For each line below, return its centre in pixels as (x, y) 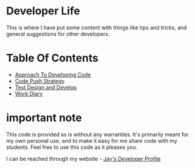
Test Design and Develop (46, 87)
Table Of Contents (52, 58)
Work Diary (29, 93)
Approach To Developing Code (53, 74)
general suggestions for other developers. (58, 33)
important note (44, 118)
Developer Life (43, 11)
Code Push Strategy (39, 81)
